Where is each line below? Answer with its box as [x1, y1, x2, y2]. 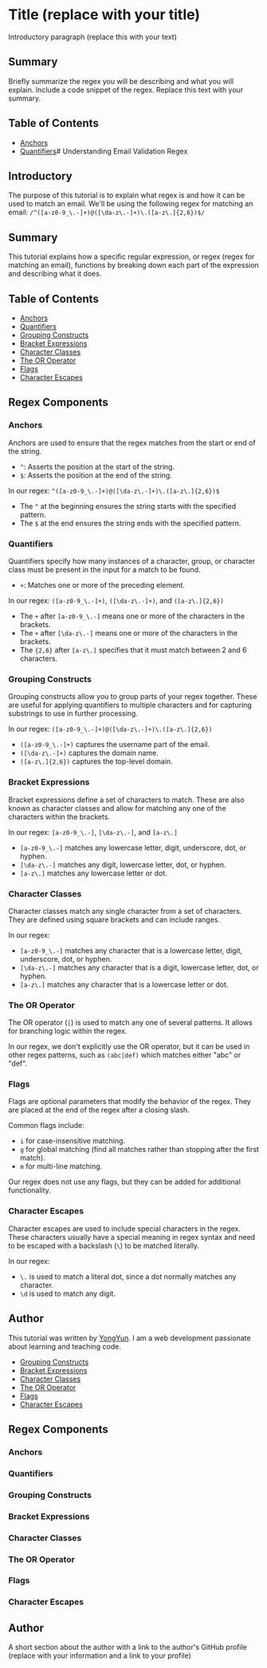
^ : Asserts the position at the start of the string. [19, 462, 175, 471]
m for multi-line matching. [19, 1162, 103, 1171]
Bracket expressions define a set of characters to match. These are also [8, 795, 245, 804]
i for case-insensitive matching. [19, 1136, 126, 1146]
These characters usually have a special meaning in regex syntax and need [8, 1232, 256, 1241]
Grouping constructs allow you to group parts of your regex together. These [8, 692, 257, 701]
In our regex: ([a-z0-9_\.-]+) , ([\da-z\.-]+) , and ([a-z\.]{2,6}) [8, 595, 225, 605]
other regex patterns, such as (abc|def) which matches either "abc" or [8, 1050, 241, 1060]
